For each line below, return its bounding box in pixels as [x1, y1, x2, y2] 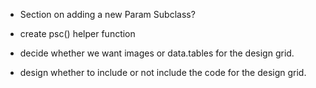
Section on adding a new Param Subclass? [19, 9, 196, 20]
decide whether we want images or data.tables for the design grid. [19, 47, 295, 59]
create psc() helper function [19, 28, 136, 39]
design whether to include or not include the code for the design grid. [19, 67, 307, 78]
